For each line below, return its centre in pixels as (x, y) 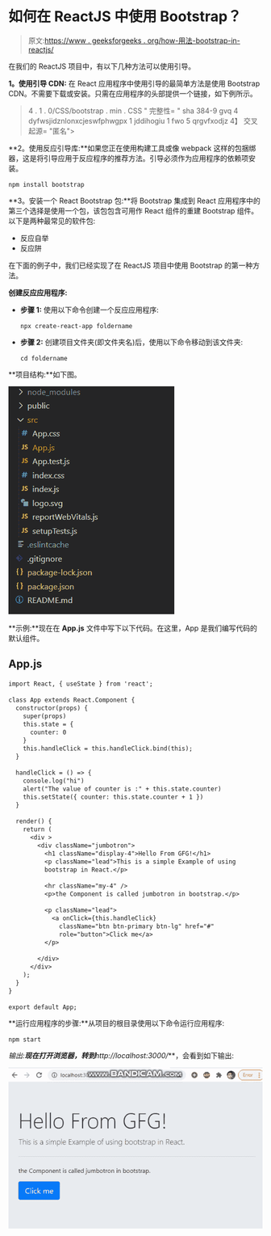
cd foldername (44, 358)
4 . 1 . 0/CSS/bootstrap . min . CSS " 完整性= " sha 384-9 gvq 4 (133, 111)
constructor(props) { (52, 708)
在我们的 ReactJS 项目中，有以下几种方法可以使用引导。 (102, 66)
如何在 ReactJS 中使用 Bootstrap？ (125, 17)
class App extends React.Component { (72, 700)
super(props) (45, 716)
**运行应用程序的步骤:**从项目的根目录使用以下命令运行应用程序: (117, 1023)
